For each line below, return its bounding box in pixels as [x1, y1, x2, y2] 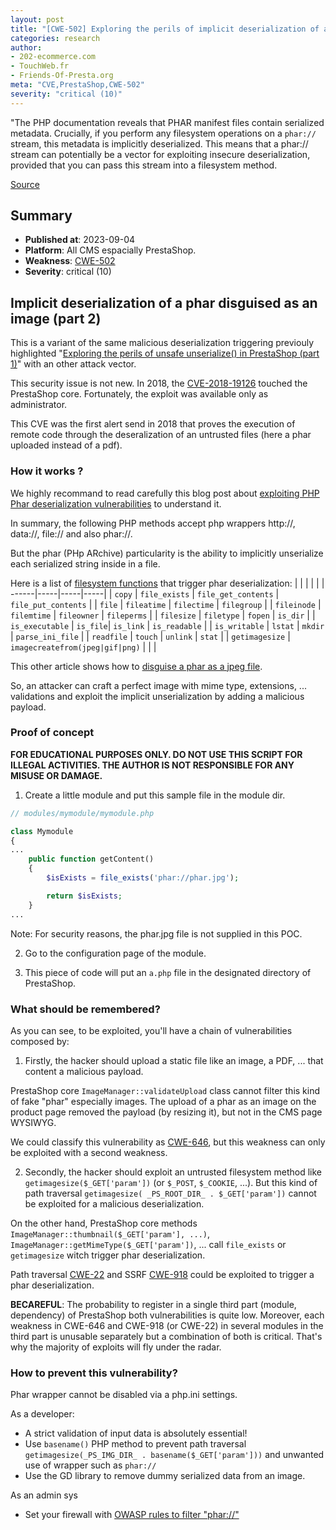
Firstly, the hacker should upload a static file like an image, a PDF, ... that [24, 1054, 324, 1066]
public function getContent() [28, 854, 155, 865]
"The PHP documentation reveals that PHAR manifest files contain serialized [10, 116, 325, 128]
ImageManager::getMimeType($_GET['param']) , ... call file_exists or [10, 1238, 287, 1250]
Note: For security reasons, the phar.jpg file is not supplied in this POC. [10, 927, 303, 940]
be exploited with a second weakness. [10, 1146, 168, 1158]
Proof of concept [10, 726, 95, 740]
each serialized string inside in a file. [10, 557, 161, 570]
